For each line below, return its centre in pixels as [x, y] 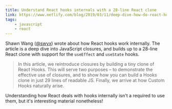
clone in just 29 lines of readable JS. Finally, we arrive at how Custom [91, 80]
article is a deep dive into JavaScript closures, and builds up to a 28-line [81, 49]
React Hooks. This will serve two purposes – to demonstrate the [85, 70]
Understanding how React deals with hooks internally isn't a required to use [85, 96]
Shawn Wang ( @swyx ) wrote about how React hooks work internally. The [83, 43]
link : [11, 15]
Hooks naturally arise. [41, 86]
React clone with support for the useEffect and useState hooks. [72, 54]
